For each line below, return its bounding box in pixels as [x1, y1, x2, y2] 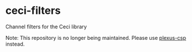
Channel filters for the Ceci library [5, 23, 87, 30]
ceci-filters [5, 4, 61, 17]
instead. [5, 40, 25, 47]
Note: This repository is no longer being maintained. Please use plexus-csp [5, 34, 186, 41]
